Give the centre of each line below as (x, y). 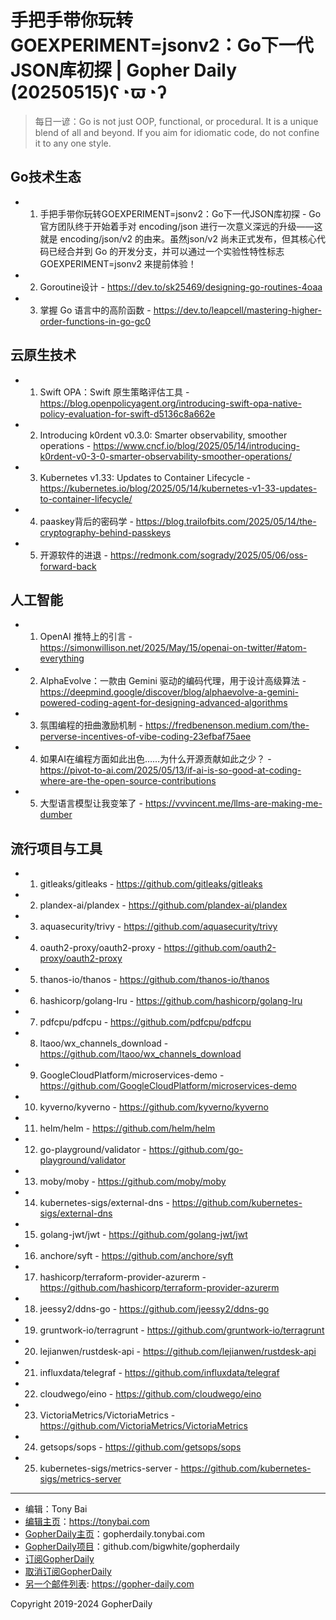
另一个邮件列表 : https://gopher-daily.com (109, 1584)
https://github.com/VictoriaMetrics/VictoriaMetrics (143, 1426)
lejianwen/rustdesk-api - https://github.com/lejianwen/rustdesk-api (178, 1352)
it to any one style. (73, 143)
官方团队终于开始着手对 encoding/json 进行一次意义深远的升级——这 (181, 226)
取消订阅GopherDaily (68, 1572)
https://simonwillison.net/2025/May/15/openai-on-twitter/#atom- (173, 648)
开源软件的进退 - (73, 555)
